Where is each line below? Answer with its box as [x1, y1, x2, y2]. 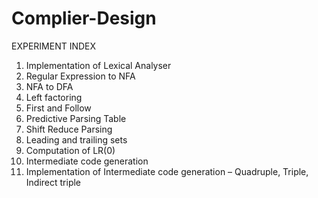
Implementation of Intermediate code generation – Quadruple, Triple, [25, 165, 309, 177]
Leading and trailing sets [25, 133, 128, 146]
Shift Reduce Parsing [25, 123, 113, 135]
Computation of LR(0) [25, 144, 116, 156]
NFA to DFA [25, 80, 74, 92]
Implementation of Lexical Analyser [25, 59, 172, 71]
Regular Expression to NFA [25, 70, 136, 82]
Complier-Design [11, 7, 157, 30]
